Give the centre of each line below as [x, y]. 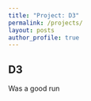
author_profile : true [44, 37]
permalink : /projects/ [45, 23]
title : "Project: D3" [44, 15]
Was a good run [34, 88]
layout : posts [32, 30]
